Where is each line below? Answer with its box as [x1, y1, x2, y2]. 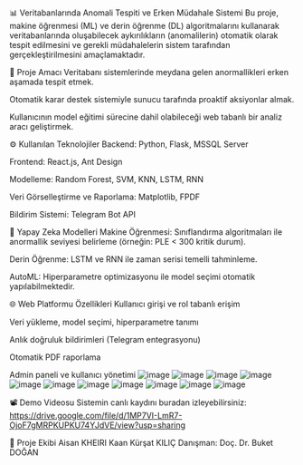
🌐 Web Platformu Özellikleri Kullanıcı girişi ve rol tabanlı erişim [9, 298, 241, 309]
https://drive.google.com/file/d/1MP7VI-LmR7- [9, 411, 183, 421]
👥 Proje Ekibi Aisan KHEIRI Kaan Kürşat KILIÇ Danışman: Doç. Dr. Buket [9, 438, 274, 448]
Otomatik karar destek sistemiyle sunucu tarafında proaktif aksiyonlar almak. [9, 94, 295, 104]
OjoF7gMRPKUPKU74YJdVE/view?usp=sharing [9, 420, 186, 431]
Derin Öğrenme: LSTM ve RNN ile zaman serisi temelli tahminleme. [9, 254, 258, 265]
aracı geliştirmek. [9, 121, 74, 131]
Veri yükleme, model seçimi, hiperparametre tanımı [9, 316, 199, 327]
